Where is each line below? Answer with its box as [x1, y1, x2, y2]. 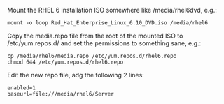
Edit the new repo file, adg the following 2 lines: [7, 71, 145, 79]
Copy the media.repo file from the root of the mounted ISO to [7, 31, 183, 40]
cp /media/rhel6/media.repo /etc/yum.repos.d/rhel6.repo [7, 52, 177, 59]
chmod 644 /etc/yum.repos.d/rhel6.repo [7, 59, 124, 66]
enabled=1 [7, 84, 36, 91]
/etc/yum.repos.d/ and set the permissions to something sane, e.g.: [7, 39, 202, 47]
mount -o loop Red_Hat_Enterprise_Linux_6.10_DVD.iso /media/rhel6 [7, 20, 209, 27]
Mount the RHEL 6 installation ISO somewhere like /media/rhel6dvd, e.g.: [7, 6, 217, 14]
